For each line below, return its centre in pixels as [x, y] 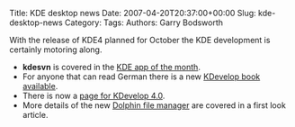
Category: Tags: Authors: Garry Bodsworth [143, 23]
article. [35, 115]
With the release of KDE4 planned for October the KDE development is [140, 40]
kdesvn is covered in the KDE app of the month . [111, 67]
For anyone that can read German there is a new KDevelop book [141, 77]
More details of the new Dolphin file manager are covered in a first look [154, 105]
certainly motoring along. [56, 50]
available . [40, 86]
